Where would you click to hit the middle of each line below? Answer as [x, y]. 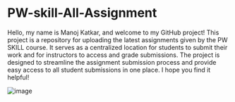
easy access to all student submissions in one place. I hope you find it [109, 70]
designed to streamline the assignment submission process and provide [112, 62]
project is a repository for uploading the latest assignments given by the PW [117, 39]
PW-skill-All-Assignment [82, 13]
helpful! [18, 77]
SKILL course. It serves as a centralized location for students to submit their [117, 47]
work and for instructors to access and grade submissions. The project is [114, 55]
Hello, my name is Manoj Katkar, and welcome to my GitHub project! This [113, 32]
